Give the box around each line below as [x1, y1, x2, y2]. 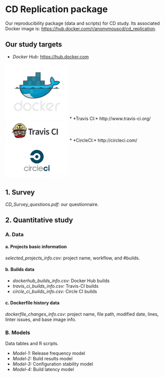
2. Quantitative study [5, 216, 73, 225]
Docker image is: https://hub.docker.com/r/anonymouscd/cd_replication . [5, 25, 156, 31]
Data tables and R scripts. [5, 341, 59, 347]
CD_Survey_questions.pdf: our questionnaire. [5, 201, 99, 207]
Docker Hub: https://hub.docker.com [12, 53, 89, 60]
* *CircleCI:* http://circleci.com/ [69, 137, 138, 143]
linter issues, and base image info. [5, 316, 77, 322]
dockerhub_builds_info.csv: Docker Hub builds [12, 278, 110, 284]
